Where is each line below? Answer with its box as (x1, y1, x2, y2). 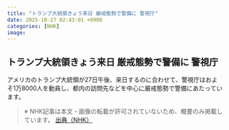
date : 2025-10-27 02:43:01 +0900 (7, 16, 103, 23)
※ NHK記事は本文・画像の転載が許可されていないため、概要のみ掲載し (23, 107, 223, 116)
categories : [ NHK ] (7, 23, 60, 29)
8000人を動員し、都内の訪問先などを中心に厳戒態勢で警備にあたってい (21, 84, 223, 92)
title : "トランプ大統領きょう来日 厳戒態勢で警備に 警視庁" (7, 10, 158, 17)
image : (7, 29, 26, 36)
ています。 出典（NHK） (23, 116, 93, 124)
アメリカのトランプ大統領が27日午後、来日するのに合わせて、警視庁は (7, 76, 206, 84)
